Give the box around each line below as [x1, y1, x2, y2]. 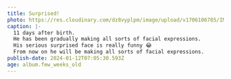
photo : [7, 16, 26, 23]
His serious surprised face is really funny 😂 [13, 42, 153, 49]
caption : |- [7, 23, 41, 30]
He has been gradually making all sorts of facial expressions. [13, 36, 201, 43]
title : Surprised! [7, 10, 60, 17]
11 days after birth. [13, 29, 76, 36]
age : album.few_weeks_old [7, 61, 81, 68]
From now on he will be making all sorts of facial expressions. [13, 49, 205, 56]
